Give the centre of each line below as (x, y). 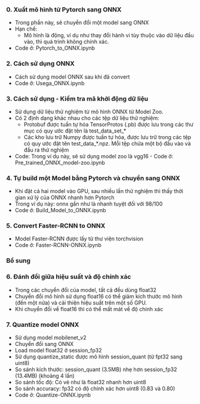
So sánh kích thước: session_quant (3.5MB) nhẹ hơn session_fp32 (96, 369)
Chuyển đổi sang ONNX (44, 344)
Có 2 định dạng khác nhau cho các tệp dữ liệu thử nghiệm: (87, 118)
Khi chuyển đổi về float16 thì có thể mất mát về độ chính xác (89, 309)
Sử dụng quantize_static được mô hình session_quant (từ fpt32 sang (99, 357)
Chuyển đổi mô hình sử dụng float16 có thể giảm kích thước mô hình (99, 296)
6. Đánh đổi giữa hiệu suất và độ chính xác (69, 277)
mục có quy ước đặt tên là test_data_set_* (75, 131)
